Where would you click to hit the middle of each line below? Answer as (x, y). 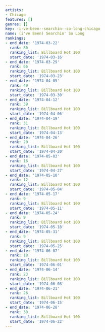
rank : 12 (19, 180)
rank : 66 (19, 67)
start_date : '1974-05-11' (37, 208)
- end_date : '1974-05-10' (32, 175)
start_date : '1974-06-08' (37, 284)
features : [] (19, 19)
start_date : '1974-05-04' (37, 189)
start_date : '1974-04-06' (37, 114)
